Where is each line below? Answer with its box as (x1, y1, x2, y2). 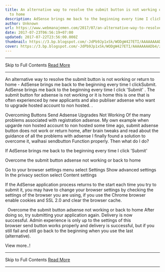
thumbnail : (5, 39, 27, 44)
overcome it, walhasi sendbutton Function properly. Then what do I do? (5, 138, 149, 144)
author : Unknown (5, 21, 38, 26)
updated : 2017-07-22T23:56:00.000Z (5, 35, 78, 40)
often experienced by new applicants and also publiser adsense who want (5, 97, 156, 103)
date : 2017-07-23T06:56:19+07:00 (5, 30, 74, 35)
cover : (5, 44, 19, 49)
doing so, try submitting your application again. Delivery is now (5, 212, 133, 218)
